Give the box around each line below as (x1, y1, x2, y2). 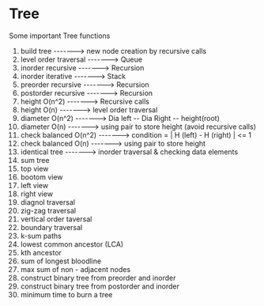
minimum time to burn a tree (20, 289, 113, 299)
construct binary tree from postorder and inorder (20, 281, 180, 291)
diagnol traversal (20, 197, 76, 206)
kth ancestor (20, 247, 62, 257)
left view (20, 180, 49, 190)
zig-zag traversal (20, 206, 77, 215)
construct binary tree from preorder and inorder (20, 273, 176, 282)
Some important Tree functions (9, 31, 111, 40)
